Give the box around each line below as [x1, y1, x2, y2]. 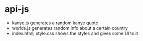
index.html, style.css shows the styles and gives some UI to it [11, 30, 138, 36]
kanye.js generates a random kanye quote [11, 20, 98, 26]
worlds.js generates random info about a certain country [11, 25, 128, 31]
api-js [4, 3, 29, 15]
